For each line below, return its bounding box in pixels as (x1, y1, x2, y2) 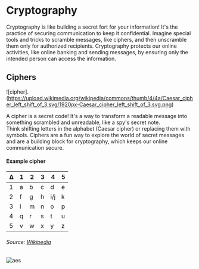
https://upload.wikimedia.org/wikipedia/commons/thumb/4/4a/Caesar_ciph (8, 94, 194, 101)
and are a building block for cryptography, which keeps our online (6, 138, 168, 145)
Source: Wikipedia (6, 238, 52, 245)
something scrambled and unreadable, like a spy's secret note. (6, 119, 161, 126)
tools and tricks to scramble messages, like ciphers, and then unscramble (6, 36, 187, 43)
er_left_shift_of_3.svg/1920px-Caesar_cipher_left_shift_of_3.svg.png (6, 101, 172, 108)
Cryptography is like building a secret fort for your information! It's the (6, 23, 178, 30)
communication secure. (6, 144, 64, 151)
